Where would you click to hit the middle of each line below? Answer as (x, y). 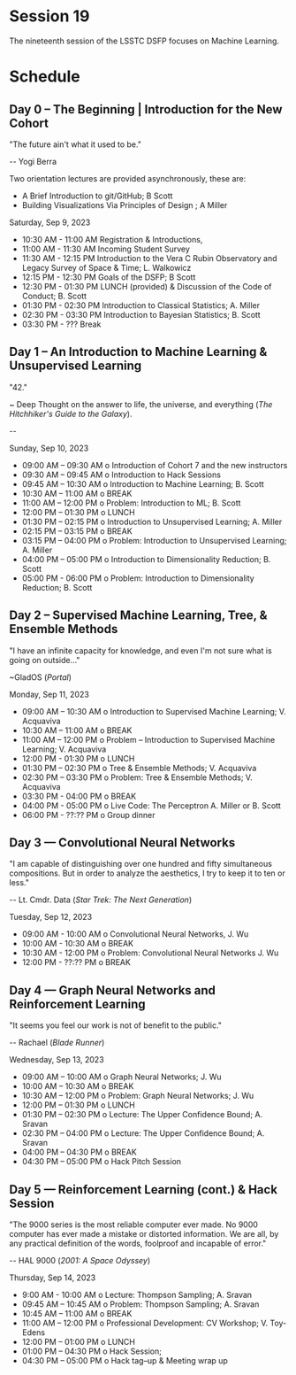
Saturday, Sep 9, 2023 (50, 222)
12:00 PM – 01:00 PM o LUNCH (78, 1342)
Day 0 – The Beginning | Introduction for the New (146, 109)
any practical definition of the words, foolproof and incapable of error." (138, 1243)
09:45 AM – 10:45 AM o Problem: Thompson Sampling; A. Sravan (140, 1304)
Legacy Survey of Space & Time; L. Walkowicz (106, 267)
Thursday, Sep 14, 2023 (53, 1278)
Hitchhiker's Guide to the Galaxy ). (71, 413)
